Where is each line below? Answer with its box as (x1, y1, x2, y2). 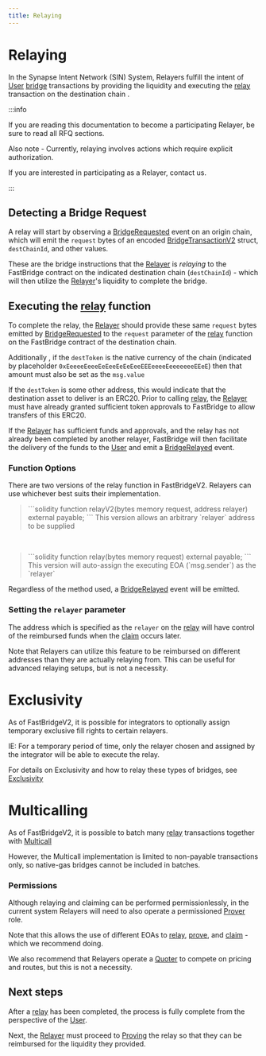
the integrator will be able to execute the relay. (8, 749, 160, 759)
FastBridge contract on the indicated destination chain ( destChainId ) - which (8, 268, 259, 278)
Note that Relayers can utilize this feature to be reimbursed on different (8, 646, 241, 656)
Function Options (8, 463, 77, 474)
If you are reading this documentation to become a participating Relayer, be (8, 120, 256, 130)
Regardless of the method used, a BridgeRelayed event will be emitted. (8, 584, 240, 594)
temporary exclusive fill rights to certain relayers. (8, 725, 168, 736)
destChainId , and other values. (8, 244, 109, 254)
